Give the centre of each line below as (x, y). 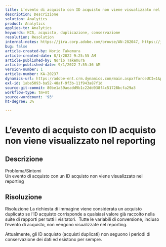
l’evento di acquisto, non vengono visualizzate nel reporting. (66, 224)
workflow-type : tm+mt (27, 92)
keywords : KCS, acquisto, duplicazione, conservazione (63, 33)
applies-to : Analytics (28, 28)
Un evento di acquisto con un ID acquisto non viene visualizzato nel (74, 176)
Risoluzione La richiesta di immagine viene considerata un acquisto (74, 208)
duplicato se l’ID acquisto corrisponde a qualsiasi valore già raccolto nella (80, 214)
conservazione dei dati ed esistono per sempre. (54, 239)
